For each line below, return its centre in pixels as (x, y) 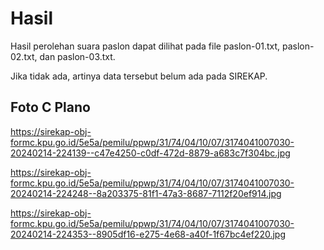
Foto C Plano (50, 107)
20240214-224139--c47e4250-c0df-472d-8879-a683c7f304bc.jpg (150, 153)
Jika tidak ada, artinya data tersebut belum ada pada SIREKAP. (139, 76)
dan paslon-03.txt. (77, 56)
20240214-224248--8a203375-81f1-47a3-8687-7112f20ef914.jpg (146, 193)
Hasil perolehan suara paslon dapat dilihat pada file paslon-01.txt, (145, 46)
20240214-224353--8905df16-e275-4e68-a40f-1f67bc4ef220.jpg (148, 234)
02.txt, (24, 56)
